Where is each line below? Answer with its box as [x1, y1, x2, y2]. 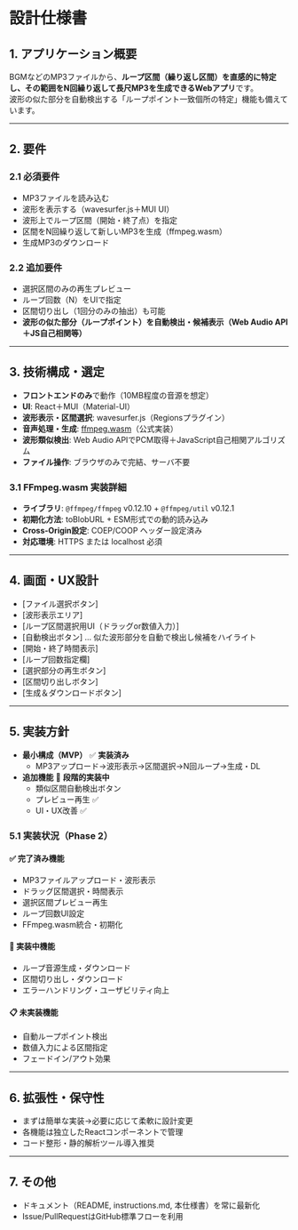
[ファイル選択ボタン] [21, 598, 99, 609]
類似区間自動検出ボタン [35, 783, 122, 793]
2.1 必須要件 [9, 171, 60, 183]
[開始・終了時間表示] [21, 642, 99, 654]
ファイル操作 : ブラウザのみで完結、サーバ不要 [21, 456, 191, 467]
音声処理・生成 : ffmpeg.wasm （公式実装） [21, 423, 179, 434]
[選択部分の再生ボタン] [21, 664, 106, 676]
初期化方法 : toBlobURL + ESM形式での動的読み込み [21, 514, 208, 525]
